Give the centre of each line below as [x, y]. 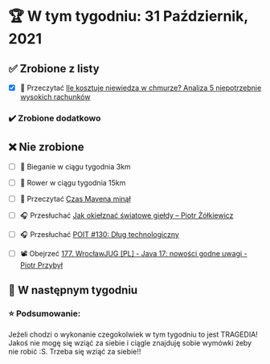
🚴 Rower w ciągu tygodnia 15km [73, 182]
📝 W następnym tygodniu [73, 290]
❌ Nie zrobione [46, 147]
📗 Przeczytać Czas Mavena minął [75, 198]
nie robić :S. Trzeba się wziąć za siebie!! [75, 351]
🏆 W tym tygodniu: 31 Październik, [128, 16]
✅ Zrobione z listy [54, 69]
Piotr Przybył [41, 265]
